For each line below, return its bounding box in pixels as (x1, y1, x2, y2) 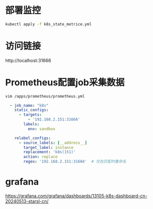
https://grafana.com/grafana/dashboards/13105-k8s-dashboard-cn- (5, 193, 148, 199)
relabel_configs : (14, 135, 51, 141)
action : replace (23, 154, 58, 159)
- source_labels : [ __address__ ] (18, 140, 87, 145)
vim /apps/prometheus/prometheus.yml (5, 94, 85, 99)
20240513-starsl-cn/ (5, 198, 49, 204)
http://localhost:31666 (5, 57, 52, 63)
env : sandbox (27, 126, 56, 132)
